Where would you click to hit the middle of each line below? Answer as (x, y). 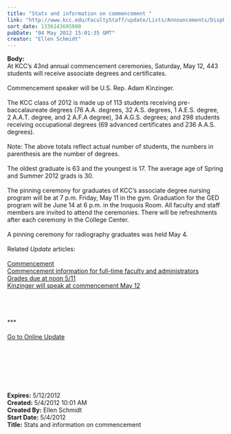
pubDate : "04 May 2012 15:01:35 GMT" (61, 33)
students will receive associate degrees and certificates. (87, 74)
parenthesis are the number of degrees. (64, 154)
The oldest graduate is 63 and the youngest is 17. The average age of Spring (115, 169)
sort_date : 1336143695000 (44, 26)
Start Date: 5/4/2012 (37, 417)
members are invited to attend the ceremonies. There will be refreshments (112, 213)
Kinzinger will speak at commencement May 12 (74, 286)
